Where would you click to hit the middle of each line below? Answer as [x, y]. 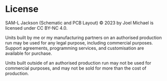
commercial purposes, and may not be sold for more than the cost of [76, 68]
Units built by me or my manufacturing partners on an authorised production [83, 38]
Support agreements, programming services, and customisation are [75, 48]
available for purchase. [29, 53]
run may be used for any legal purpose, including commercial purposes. [79, 42]
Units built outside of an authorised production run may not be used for [78, 63]
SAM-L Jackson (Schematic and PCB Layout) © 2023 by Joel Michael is [79, 23]
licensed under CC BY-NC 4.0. [36, 28]
